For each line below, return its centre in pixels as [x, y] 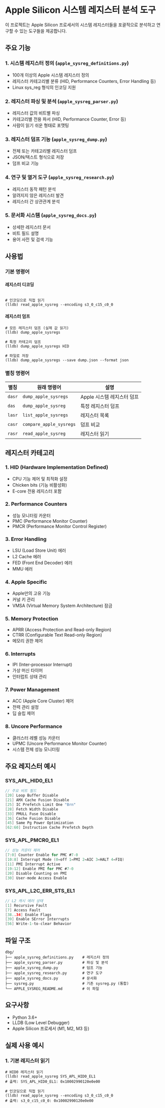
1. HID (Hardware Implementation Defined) [57, 467]
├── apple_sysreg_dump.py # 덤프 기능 [54, 968]
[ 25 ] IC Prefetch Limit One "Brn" [41, 804]
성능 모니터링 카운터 [31, 515]
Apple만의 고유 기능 [31, 593]
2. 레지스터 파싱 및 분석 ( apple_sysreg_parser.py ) [62, 101]
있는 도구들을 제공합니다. [43, 31]
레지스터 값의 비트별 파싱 [36, 113]
